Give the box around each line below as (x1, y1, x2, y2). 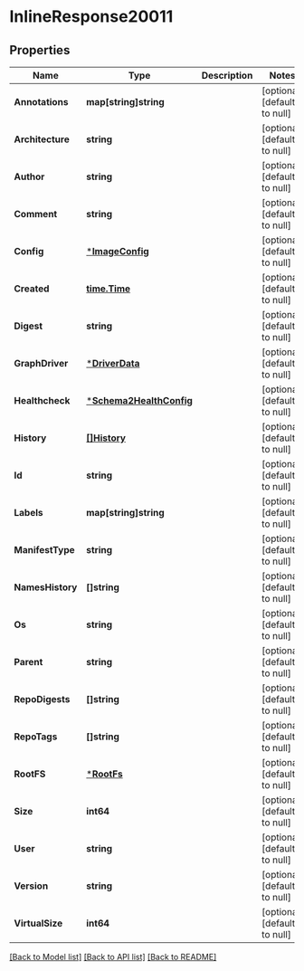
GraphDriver (14, 357, 69, 369)
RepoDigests (14, 693, 71, 705)
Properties (9, 43, 71, 58)
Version (14, 880, 49, 892)
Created (14, 282, 50, 295)
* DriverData (85, 357, 140, 369)
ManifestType (14, 544, 75, 556)
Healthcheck (14, 395, 71, 406)
